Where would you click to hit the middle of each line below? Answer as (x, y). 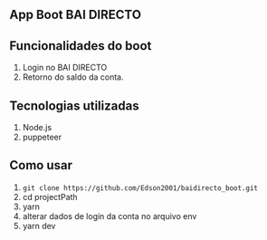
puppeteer (42, 137)
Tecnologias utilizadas (74, 106)
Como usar (41, 165)
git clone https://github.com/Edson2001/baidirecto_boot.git (140, 188)
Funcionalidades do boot (81, 46)
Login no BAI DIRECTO (65, 68)
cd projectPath (50, 197)
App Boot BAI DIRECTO (76, 15)
